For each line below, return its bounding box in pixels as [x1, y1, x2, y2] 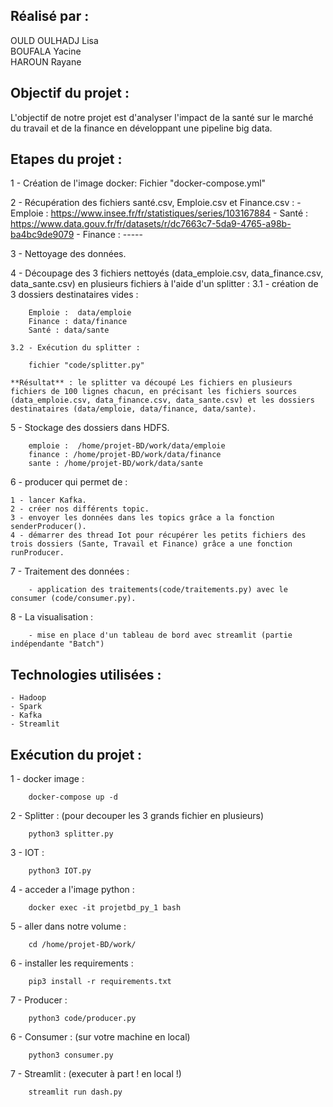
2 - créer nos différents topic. [10, 504, 150, 514]
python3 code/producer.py [28, 1014, 137, 1024]
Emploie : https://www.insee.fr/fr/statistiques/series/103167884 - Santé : [10, 207, 309, 219]
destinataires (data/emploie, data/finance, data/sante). [10, 404, 257, 414]
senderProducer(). [10, 522, 87, 532]
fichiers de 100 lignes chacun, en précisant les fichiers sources [10, 387, 298, 397]
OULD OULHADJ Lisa [10, 34, 99, 46]
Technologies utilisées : [10, 666, 162, 683]
